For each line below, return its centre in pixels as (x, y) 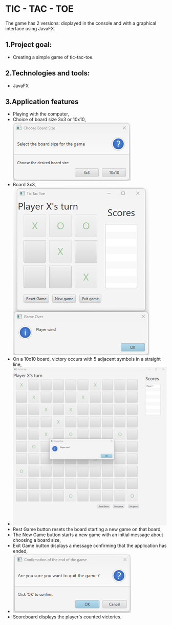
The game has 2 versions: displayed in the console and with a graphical (81, 23)
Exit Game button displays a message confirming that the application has (90, 546)
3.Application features (42, 101)
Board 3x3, (24, 185)
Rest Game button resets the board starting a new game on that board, (87, 530)
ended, (20, 551)
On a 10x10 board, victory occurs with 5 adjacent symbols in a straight (87, 359)
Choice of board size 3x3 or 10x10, (49, 120)
